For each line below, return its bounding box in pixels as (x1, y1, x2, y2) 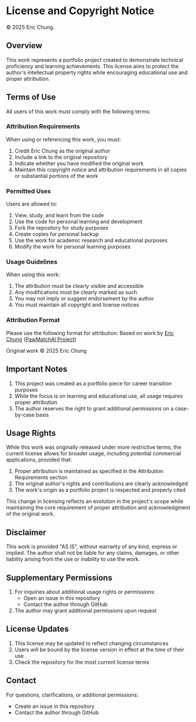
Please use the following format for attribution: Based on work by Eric (6, 329, 174, 336)
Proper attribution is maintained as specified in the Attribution (14, 468, 164, 475)
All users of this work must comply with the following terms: (6, 108, 151, 115)
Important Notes (6, 364, 67, 375)
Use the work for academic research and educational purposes (14, 237, 168, 244)
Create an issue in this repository (14, 703, 95, 710)
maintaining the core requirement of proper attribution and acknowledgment (6, 504, 191, 511)
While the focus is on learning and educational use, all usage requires (14, 392, 183, 399)
